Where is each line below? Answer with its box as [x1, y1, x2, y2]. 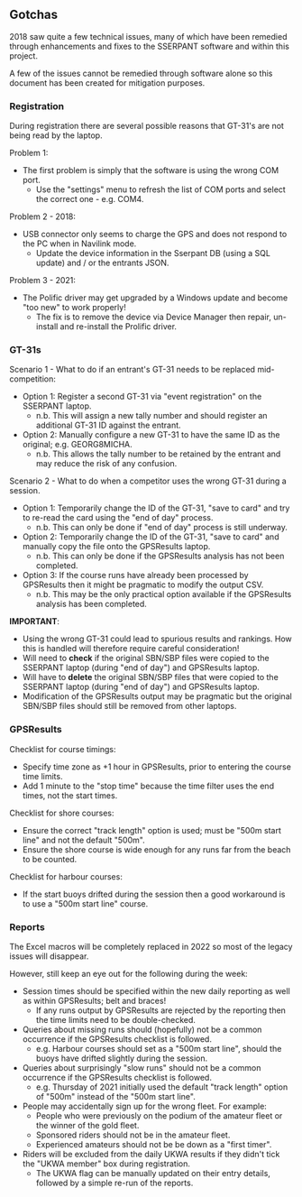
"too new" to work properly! [22, 302, 126, 313]
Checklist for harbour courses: [9, 870, 124, 882]
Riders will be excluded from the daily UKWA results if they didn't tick [22, 1149, 280, 1159]
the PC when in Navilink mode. [22, 238, 137, 249]
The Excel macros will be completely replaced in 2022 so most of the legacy [9, 942, 293, 952]
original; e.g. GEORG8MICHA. [22, 439, 133, 450]
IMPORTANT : [9, 616, 60, 627]
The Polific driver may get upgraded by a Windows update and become [22, 292, 288, 303]
